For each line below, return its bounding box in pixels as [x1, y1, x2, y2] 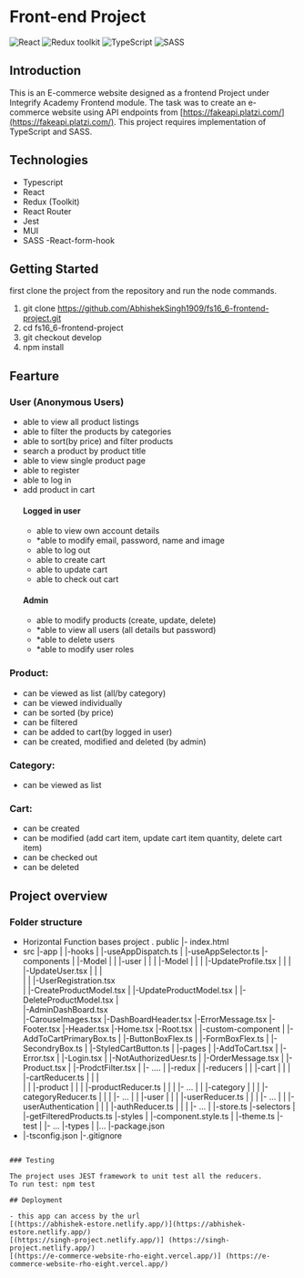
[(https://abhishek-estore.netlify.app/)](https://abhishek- [9, 1220, 247, 1229]
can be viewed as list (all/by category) [22, 687, 167, 699]
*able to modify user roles [35, 644, 135, 655]
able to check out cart [35, 574, 119, 585]
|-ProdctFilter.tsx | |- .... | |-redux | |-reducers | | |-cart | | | [72, 1063, 291, 1074]
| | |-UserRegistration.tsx [22, 975, 116, 986]
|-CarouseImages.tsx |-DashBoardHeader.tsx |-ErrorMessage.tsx [22, 1014, 268, 1025]
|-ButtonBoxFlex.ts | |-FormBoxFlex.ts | [122, 1034, 269, 1044]
